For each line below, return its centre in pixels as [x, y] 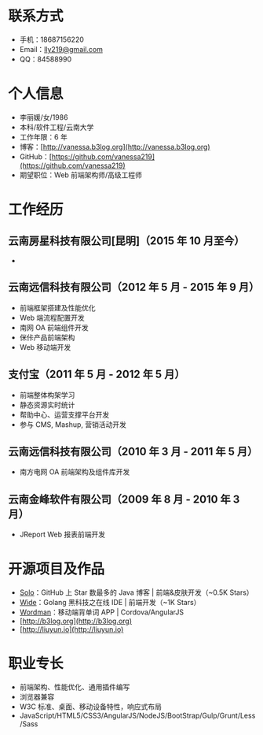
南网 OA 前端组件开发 [54, 327]
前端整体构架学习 [47, 395]
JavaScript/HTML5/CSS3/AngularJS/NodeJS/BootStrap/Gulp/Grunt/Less [137, 715]
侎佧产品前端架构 [47, 337]
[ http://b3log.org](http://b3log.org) [75, 621]
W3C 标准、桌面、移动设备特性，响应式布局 [91, 707]
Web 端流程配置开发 [52, 317]
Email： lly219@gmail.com [61, 49]
